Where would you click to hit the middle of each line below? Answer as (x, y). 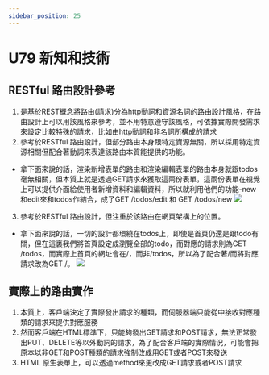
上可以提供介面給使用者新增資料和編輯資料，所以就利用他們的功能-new (138, 189)
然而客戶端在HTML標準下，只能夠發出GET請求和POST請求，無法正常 (135, 332)
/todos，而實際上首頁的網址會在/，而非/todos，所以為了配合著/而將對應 (139, 253)
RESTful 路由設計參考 (62, 91)
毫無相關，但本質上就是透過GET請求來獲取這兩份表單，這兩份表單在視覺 (140, 179)
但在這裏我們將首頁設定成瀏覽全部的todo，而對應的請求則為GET (141, 244)
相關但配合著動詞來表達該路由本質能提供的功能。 (108, 152)
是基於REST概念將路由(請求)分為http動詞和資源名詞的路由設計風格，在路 (141, 111)
